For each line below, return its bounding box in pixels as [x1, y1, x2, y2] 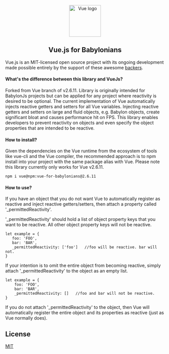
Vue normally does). [5, 315, 48, 321]
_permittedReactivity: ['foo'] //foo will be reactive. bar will [12, 245, 157, 250]
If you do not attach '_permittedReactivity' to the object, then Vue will [5, 304, 150, 310]
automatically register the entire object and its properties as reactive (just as [5, 309, 164, 316]
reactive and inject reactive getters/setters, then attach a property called [5, 201, 157, 207]
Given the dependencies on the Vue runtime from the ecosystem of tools [5, 148, 157, 154]
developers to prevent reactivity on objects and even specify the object [5, 120, 154, 126]
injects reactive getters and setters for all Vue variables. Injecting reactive [5, 104, 159, 110]
